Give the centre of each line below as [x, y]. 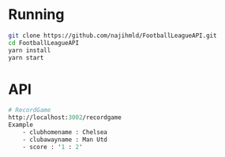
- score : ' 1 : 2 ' [52, 147]
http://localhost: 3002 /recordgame [65, 118]
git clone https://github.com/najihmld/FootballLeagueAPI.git [112, 36]
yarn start [26, 58]
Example [21, 125]
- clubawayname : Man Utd [65, 140]
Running [36, 15]
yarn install [30, 50]
